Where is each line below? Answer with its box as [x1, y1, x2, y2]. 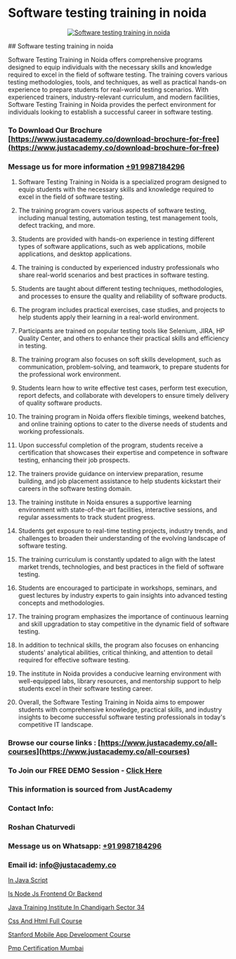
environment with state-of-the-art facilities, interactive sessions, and [18, 506, 217, 514]
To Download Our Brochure [8, 125, 103, 135]
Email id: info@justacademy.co [8, 860, 117, 870]
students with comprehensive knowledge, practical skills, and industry [18, 705, 222, 714]
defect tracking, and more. [18, 221, 96, 230]
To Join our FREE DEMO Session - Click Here [8, 766, 162, 775]
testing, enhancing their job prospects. [18, 456, 131, 465]
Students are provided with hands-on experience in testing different [18, 235, 215, 243]
